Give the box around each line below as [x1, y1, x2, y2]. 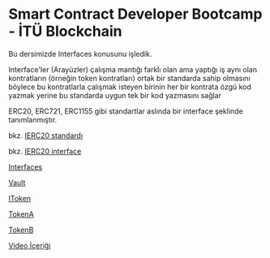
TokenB [8, 225, 34, 234]
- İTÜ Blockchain [8, 22, 122, 41]
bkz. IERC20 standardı [8, 131, 84, 140]
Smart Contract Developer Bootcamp [8, 5, 263, 24]
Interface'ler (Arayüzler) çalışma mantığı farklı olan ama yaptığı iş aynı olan [8, 64, 258, 74]
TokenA [8, 209, 34, 219]
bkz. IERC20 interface [8, 146, 82, 156]
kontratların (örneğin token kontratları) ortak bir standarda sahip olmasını [8, 73, 251, 83]
